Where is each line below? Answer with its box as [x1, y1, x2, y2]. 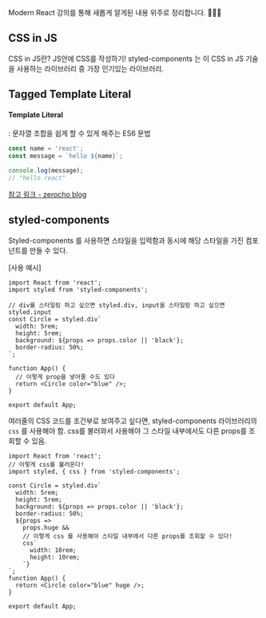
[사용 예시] [8, 262, 42, 272]
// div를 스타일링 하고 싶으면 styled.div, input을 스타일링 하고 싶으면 [8, 301, 225, 309]
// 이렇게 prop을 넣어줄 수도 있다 [15, 373, 116, 381]
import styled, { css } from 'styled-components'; [8, 467, 181, 475]
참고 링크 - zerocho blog [8, 189, 87, 199]
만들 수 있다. [29, 245, 68, 255]
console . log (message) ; [8, 167, 84, 175]
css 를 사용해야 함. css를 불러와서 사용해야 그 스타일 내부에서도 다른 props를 [8, 426, 248, 435]
